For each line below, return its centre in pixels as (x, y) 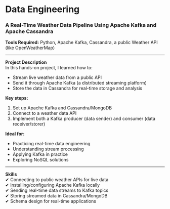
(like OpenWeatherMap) (30, 48)
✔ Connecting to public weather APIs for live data (57, 180)
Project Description (26, 62)
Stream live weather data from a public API (57, 77)
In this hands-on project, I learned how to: (49, 68)
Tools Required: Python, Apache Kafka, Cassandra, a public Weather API (81, 43)
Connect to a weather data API (45, 113)
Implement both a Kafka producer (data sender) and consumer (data (84, 119)
